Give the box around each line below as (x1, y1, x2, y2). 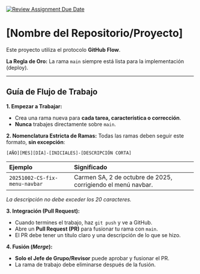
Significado (74, 163, 108, 171)
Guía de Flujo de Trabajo (6, 87, 98, 97)
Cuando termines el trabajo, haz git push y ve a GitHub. (14, 219, 153, 226)
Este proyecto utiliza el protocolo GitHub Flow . (6, 46, 121, 53)
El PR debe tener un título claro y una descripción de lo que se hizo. (14, 231, 181, 238)
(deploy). (6, 64, 29, 71)
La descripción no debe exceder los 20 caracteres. (6, 195, 132, 203)
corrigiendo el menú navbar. (74, 180, 154, 189)
